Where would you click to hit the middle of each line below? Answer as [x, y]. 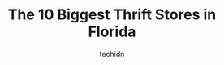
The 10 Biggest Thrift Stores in [112, 15]
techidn [112, 54]
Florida [112, 32]
